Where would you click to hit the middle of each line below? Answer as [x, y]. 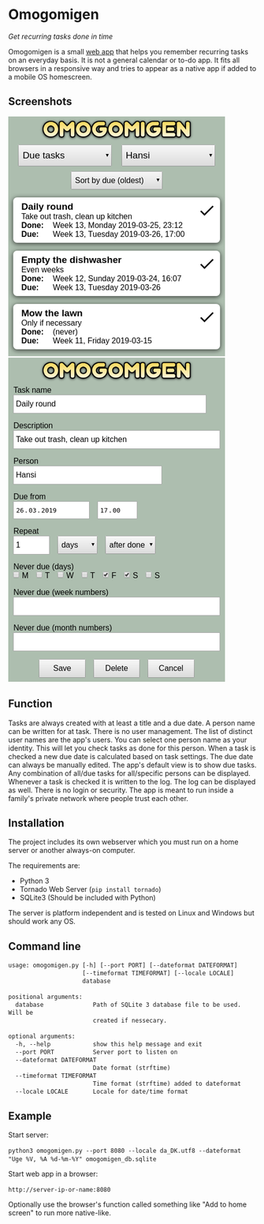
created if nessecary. [130, 1021]
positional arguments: [45, 997]
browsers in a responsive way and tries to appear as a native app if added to [132, 68]
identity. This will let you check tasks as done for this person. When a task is [132, 748]
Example [30, 1115]
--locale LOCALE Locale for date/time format [102, 1092]
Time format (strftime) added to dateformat [167, 1084]
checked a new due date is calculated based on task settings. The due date [131, 756]
